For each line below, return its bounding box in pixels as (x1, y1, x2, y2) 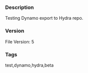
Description (5, 4, 34, 11)
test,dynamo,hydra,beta (5, 62, 54, 68)
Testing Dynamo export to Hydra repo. (5, 15, 84, 21)
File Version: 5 (5, 38, 35, 44)
